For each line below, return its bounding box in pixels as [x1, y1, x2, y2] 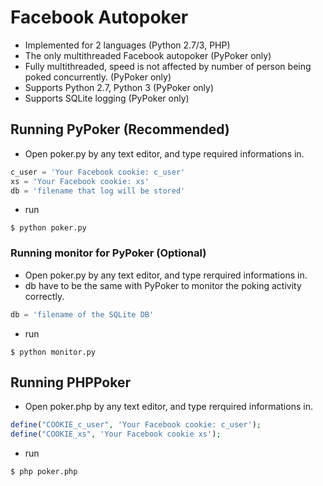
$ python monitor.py [10, 347, 97, 357]
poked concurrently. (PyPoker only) [24, 71, 172, 83]
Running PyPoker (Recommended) [10, 121, 230, 138]
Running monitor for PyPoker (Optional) [10, 246, 207, 260]
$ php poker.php [10, 467, 78, 477]
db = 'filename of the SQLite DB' [10, 309, 155, 320]
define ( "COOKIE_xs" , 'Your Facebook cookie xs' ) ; [10, 429, 222, 440]
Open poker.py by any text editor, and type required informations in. [24, 147, 305, 160]
